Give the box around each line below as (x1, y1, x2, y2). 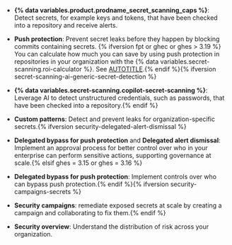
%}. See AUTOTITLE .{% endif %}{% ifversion (83, 65, 216, 73)
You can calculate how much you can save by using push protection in (13, 50, 220, 58)
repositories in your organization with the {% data (13, 57, 159, 66)
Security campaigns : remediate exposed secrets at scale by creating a (13, 201, 222, 210)
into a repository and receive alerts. (13, 21, 118, 29)
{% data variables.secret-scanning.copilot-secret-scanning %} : (13, 86, 208, 94)
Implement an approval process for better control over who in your (13, 144, 209, 152)
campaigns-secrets (13, 188, 71, 195)
